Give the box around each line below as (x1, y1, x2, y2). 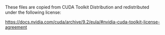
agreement (5, 24, 27, 30)
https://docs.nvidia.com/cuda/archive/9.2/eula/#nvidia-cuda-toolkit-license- (5, 19, 160, 25)
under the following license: (5, 9, 61, 15)
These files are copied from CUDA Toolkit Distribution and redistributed (5, 4, 150, 10)
